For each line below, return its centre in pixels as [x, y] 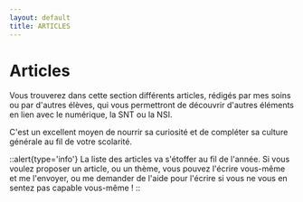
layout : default [40, 18]
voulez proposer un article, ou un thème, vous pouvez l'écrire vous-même [147, 169]
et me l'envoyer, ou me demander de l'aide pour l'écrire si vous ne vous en [148, 179]
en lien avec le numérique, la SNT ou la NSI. [91, 115]
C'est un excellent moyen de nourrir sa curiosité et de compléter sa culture [149, 133]
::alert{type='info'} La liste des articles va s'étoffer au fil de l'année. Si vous [150, 160]
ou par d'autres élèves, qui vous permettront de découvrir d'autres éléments [151, 106]
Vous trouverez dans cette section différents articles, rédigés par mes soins [150, 96]
